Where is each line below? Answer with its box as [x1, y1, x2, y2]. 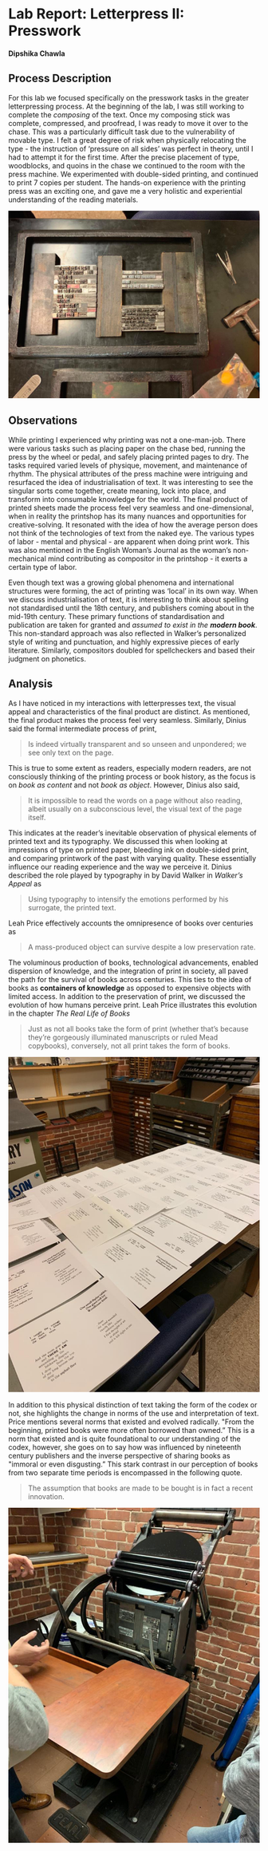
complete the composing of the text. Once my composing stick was [8, 109, 231, 120]
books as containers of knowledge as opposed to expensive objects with [8, 983, 251, 993]
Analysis [8, 677, 53, 691]
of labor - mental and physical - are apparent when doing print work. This [8, 536, 250, 547]
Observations [8, 414, 78, 428]
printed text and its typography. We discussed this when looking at [8, 836, 227, 846]
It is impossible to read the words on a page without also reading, [27, 795, 243, 805]
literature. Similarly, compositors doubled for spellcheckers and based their [8, 645, 255, 655]
